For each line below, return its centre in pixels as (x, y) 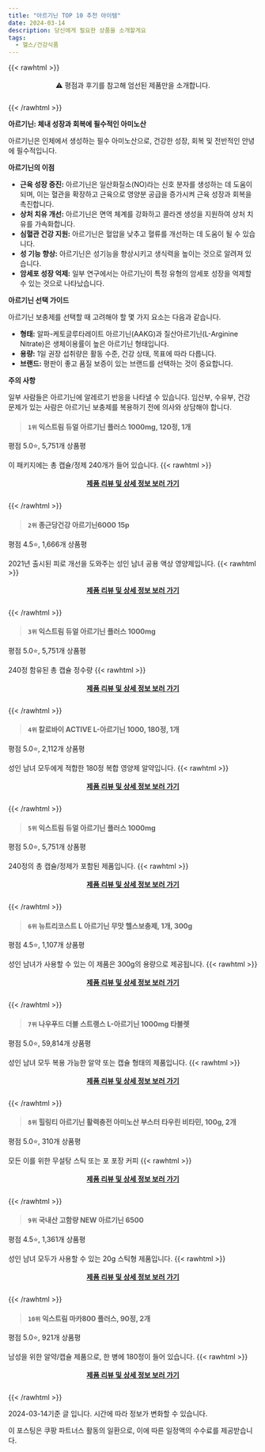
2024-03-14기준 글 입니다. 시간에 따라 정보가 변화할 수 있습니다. (108, 1414)
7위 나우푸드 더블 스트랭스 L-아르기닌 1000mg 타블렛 (108, 1023)
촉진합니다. (37, 204)
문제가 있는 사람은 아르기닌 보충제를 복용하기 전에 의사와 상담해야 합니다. (120, 407)
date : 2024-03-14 (37, 23)
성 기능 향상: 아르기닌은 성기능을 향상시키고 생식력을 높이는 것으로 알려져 (131, 253)
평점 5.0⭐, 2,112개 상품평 (47, 749)
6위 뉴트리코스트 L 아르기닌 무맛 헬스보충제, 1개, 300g (110, 926)
